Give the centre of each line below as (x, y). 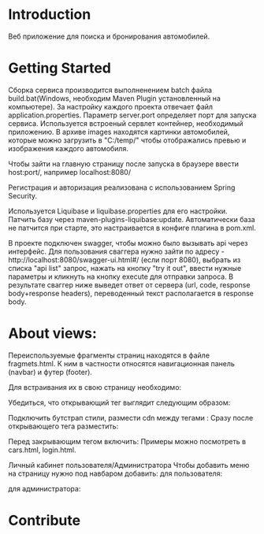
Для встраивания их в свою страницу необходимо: (95, 387)
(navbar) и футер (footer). (50, 372)
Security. (23, 195)
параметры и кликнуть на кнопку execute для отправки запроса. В (121, 276)
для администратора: (45, 488)
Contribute (45, 521)
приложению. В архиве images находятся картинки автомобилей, (119, 132)
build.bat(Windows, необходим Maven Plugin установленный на (114, 98)
